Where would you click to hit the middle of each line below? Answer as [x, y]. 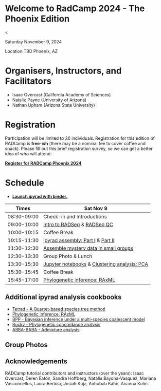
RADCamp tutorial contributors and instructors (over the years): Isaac [75, 373]
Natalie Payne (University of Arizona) [49, 100]
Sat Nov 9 [96, 208]
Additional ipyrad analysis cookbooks [63, 297]
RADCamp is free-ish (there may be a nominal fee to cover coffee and [75, 143]
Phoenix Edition [37, 19]
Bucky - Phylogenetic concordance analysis [56, 324]
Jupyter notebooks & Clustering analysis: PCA [96, 264]
